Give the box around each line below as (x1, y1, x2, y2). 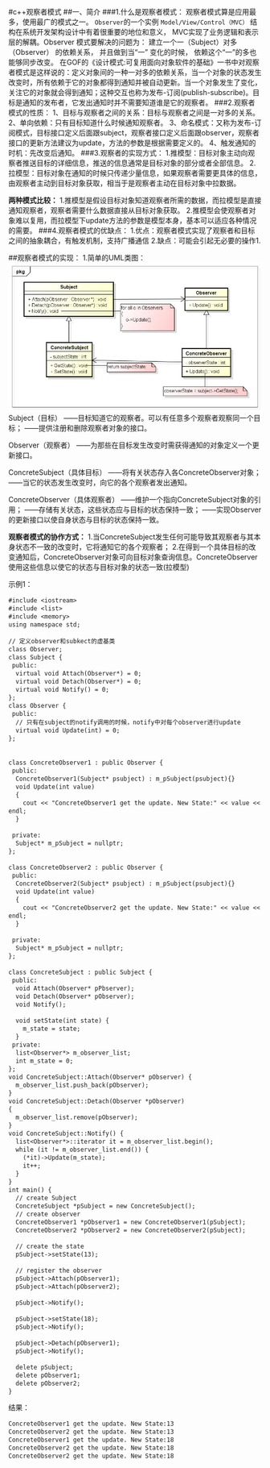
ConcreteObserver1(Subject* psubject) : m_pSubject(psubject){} (15, 775, 235, 783)
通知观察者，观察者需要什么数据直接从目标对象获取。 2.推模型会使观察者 (8, 206, 249, 215)
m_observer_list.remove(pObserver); (15, 1113, 138, 1121)
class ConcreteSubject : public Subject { (8, 968, 153, 976)
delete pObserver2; (15, 1379, 81, 1387)
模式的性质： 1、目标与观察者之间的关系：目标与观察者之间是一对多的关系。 (8, 108, 260, 117)
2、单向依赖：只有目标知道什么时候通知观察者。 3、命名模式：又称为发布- (8, 118, 255, 127)
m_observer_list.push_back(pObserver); (15, 1081, 149, 1089)
